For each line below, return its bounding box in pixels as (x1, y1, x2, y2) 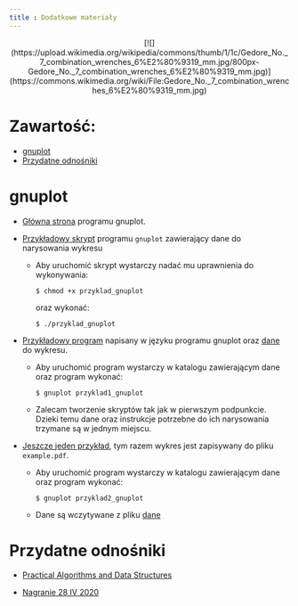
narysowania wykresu (21, 242, 103, 253)
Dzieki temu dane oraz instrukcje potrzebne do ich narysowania (35, 414, 270, 424)
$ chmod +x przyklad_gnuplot (35, 286, 144, 295)
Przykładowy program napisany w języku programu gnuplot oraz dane (21, 335, 280, 346)
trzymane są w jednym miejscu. (35, 422, 152, 433)
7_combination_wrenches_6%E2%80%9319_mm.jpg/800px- (39, 56, 260, 67)
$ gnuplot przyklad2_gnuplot (35, 494, 144, 503)
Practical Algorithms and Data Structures (21, 569, 173, 580)
